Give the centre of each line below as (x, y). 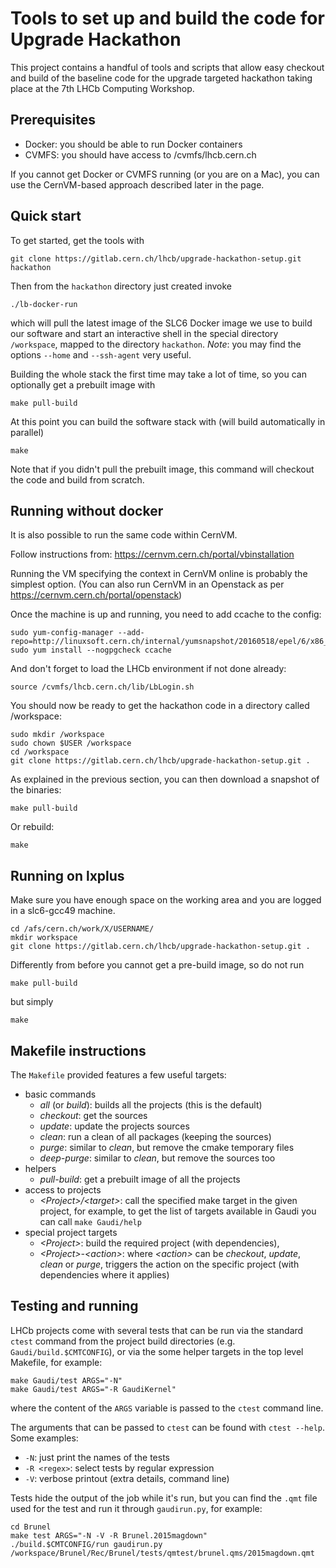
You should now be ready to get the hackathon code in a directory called (160, 706)
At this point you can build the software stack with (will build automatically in (168, 421)
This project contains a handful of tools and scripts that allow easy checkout (167, 67)
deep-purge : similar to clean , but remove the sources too (157, 1158)
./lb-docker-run (44, 304)
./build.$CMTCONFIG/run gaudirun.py (86, 1544)
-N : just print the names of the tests (97, 1457)
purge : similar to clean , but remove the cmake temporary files (167, 1147)
